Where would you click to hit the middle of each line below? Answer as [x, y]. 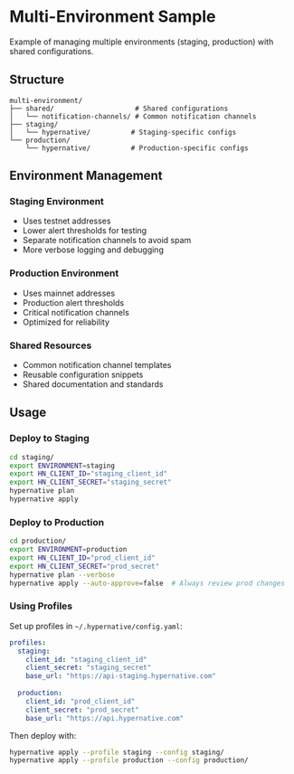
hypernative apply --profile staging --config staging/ [117, 752]
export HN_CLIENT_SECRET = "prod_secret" [85, 566]
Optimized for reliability [66, 322]
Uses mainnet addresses [69, 293]
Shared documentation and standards [93, 384]
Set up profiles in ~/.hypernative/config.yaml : [96, 626]
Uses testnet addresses [66, 221]
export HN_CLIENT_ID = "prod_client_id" [82, 558]
